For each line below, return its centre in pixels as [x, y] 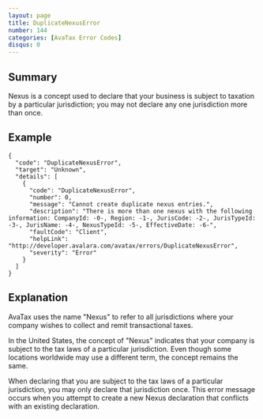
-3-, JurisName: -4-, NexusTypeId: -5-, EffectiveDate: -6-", [113, 225]
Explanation [38, 298]
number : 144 [28, 30]
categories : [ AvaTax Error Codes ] [65, 38]
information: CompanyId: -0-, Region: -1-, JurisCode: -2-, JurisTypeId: [132, 218]
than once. [26, 112]
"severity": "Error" [63, 253]
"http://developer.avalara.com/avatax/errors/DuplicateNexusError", [123, 246]
